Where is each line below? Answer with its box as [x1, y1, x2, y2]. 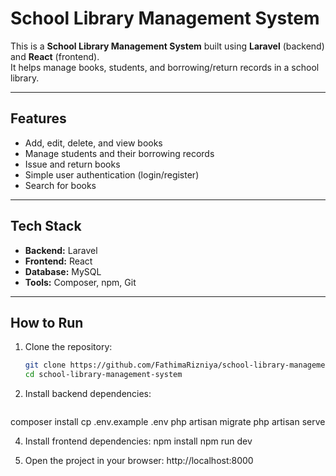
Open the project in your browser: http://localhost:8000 [24, 455, 254, 467]
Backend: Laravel [24, 244, 98, 256]
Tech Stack [10, 218, 82, 235]
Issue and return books [24, 158, 121, 170]
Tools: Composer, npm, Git [24, 276, 137, 288]
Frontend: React [24, 255, 93, 267]
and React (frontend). [10, 50, 100, 62]
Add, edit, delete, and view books [24, 137, 163, 149]
